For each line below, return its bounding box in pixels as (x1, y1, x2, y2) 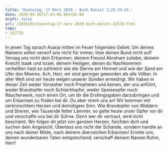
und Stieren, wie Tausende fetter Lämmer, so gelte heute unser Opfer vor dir (5, 108, 163, 114)
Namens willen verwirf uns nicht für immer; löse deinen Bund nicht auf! (5, 49, 152, 55)
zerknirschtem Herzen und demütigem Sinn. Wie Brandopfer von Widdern (5, 103, 158, 108)
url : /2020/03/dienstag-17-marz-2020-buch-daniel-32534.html (5, 21, 136, 26)
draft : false (5, 16, 33, 21)
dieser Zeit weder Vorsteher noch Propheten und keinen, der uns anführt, (5, 81, 157, 87)
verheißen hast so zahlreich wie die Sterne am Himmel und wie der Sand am (5, 65, 163, 71)
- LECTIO (5, 30, 24, 35)
